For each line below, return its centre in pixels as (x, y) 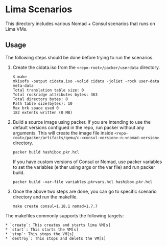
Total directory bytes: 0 (40, 99)
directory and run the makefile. (45, 197)
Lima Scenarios (39, 9)
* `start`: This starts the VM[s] (42, 229)
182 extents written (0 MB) (42, 113)
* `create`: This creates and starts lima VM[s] (58, 225)
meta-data (23, 85)
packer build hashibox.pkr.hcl (46, 152)
